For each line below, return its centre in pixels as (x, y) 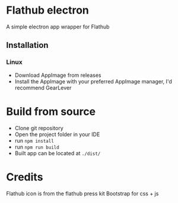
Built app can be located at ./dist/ (58, 153)
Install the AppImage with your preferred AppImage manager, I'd (93, 81)
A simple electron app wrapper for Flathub (58, 27)
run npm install (34, 140)
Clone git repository (39, 128)
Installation (27, 45)
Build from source (51, 112)
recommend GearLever (43, 88)
